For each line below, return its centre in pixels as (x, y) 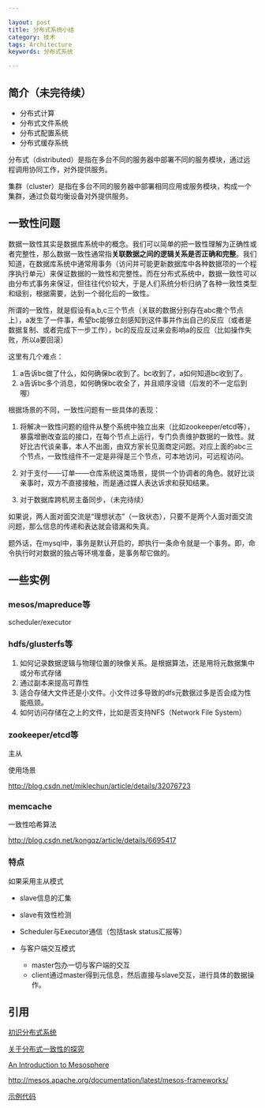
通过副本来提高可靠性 (54, 682)
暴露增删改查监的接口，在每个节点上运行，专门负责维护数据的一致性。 (134, 436)
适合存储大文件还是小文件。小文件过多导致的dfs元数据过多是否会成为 (132, 693)
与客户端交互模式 (47, 948)
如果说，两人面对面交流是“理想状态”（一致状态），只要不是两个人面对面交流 (131, 516)
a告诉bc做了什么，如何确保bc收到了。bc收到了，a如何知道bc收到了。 (133, 373)
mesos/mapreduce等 (49, 605)
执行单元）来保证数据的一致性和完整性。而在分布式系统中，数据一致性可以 (136, 273)
